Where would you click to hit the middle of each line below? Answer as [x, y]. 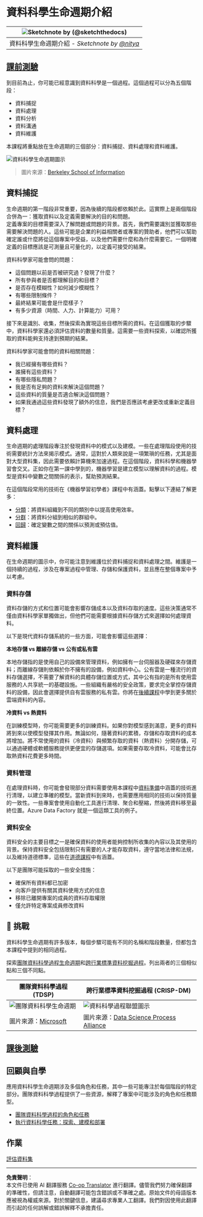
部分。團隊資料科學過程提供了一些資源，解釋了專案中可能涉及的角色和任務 [99, 1094]
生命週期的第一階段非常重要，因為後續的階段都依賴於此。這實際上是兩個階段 [101, 208]
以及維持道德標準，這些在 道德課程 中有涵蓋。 [62, 857]
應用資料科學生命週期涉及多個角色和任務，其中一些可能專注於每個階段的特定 [101, 1087]
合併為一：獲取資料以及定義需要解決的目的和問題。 [70, 216]
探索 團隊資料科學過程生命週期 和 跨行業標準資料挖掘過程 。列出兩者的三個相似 [101, 962]
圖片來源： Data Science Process [130, 1017]
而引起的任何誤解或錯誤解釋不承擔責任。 [56, 1207]
